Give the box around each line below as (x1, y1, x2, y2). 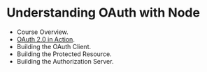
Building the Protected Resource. (16, 50, 113, 58)
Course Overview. (16, 28, 69, 36)
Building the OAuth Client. (16, 42, 92, 51)
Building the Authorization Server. (16, 57, 114, 65)
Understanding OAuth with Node (6, 5, 201, 21)
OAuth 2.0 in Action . (16, 35, 75, 43)
